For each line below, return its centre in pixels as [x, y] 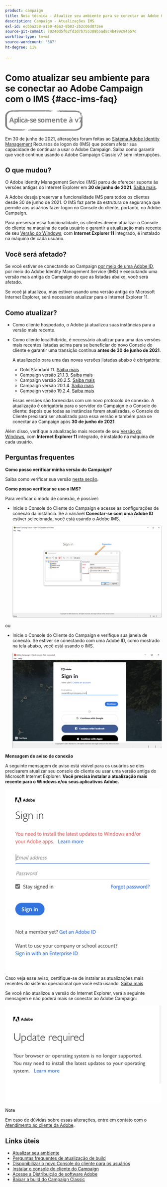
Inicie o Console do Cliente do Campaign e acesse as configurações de [85, 508]
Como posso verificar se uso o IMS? [43, 489]
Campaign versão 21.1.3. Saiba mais [56, 375]
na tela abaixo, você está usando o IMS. [53, 646]
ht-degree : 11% [21, 47]
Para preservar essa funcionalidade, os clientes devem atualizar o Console [82, 223]
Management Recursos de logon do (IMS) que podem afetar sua [71, 144]
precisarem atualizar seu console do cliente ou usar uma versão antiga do [81, 771]
